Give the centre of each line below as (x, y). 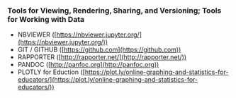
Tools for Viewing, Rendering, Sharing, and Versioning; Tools (114, 11)
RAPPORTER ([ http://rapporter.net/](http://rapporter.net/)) (102, 57)
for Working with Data (46, 19)
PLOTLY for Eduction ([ (51, 72)
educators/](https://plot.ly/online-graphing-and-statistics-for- (108, 80)
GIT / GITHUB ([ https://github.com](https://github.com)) (99, 50)
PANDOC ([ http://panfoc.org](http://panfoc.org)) (88, 65)
